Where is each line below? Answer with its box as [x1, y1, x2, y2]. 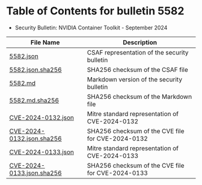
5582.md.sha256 [9, 96, 59, 104]
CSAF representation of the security [87, 48, 189, 56]
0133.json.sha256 [9, 169, 62, 177]
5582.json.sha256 [9, 65, 62, 74]
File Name [30, 38, 60, 46]
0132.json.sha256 [9, 134, 62, 142]
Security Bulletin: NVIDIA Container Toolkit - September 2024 [14, 24, 168, 31]
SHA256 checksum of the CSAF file [87, 65, 188, 74]
